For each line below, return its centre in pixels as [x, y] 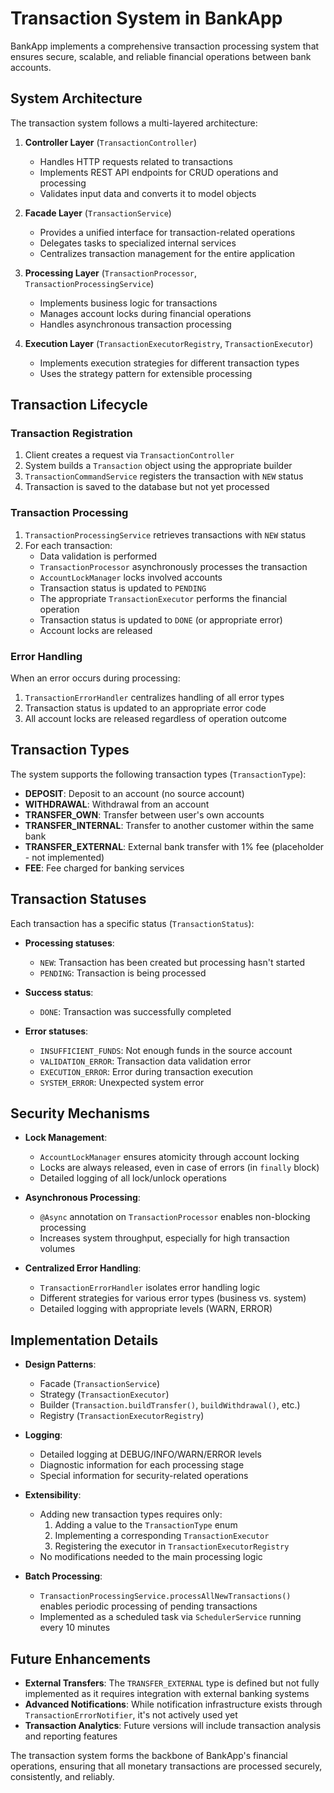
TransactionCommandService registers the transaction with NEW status [164, 476]
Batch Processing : [63, 1576]
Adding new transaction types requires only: [131, 1514]
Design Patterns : [60, 1364]
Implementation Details [84, 1340]
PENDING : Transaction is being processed [123, 973]
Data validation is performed [98, 556]
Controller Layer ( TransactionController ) [110, 142]
